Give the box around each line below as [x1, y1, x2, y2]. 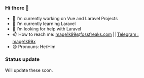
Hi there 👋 [5, 4, 30, 11]
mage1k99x [12, 39, 36, 45]
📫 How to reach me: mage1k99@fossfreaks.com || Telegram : [12, 31, 139, 37]
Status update [5, 56, 40, 63]
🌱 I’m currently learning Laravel [12, 21, 76, 26]
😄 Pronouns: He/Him [12, 44, 56, 50]
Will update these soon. [5, 67, 53, 73]
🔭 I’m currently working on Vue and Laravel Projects [12, 16, 118, 22]
